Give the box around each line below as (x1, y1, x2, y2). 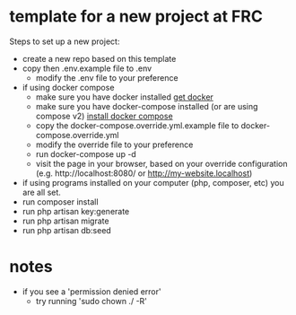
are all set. (22, 187, 61, 197)
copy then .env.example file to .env (22, 63, 152, 74)
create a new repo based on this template (22, 53, 177, 64)
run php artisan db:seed (22, 224, 112, 235)
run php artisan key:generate (22, 206, 130, 216)
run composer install (22, 196, 99, 207)
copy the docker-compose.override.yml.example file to (35, 119, 239, 131)
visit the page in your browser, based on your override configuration (35, 158, 288, 169)
